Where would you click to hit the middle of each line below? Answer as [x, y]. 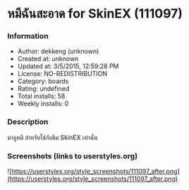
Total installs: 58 [41, 96]
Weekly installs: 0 [43, 103]
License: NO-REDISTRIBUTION [62, 74]
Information [28, 36]
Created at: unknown [48, 59]
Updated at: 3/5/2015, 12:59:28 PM [68, 66]
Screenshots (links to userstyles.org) [73, 156]
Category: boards [43, 81]
